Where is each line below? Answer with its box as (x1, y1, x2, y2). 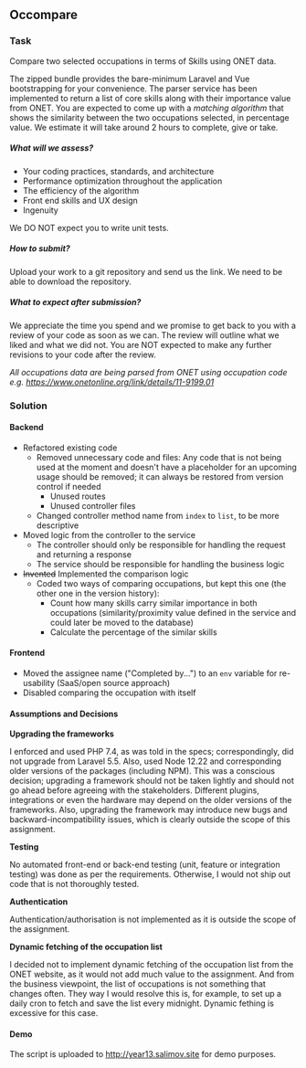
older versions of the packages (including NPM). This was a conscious (9, 766, 276, 777)
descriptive (36, 520, 79, 531)
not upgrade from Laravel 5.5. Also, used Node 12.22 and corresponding (9, 756, 281, 767)
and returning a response (36, 548, 132, 560)
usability (22, 677, 55, 688)
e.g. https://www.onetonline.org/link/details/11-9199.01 (9, 376, 215, 387)
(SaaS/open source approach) (56, 677, 171, 688)
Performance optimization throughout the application (22, 175, 223, 186)
